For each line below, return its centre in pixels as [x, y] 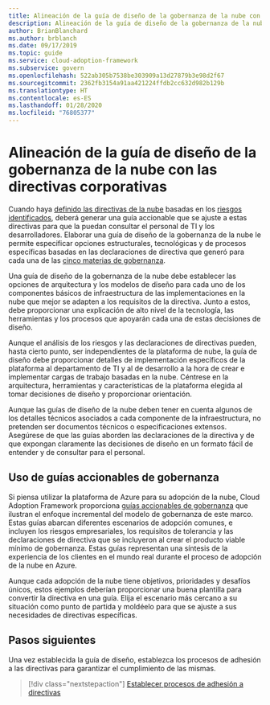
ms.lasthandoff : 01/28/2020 [55, 105]
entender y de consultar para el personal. [77, 452]
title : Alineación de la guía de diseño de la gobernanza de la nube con [135, 16]
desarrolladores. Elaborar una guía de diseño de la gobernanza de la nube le [135, 235]
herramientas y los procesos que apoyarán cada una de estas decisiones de [135, 318]
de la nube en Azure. [43, 565]
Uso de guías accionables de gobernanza [114, 478]
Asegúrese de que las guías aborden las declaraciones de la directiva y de [131, 435]
